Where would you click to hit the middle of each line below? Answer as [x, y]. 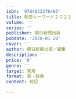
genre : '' [18, 66]
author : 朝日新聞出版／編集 [36, 49]
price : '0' [19, 60]
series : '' [19, 28]
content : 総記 [22, 82]
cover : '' [18, 44]
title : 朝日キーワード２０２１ [39, 17]
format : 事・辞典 [25, 76]
